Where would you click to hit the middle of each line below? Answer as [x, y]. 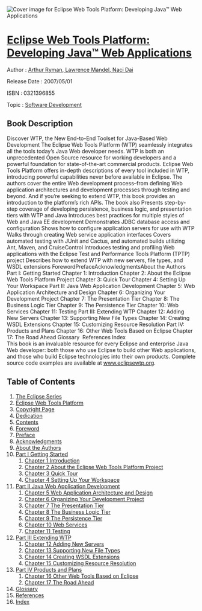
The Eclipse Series [38, 396]
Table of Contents [41, 382]
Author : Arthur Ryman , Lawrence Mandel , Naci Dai [70, 69]
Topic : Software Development [44, 104]
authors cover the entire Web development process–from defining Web [95, 183]
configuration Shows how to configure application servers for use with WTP [101, 228]
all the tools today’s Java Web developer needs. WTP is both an [86, 151]
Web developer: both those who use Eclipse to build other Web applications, [101, 350]
